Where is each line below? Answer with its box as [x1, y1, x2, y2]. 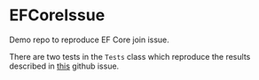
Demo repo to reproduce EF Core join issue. [9, 34, 170, 45]
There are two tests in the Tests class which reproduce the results [9, 51, 251, 62]
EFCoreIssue [9, 5, 106, 25]
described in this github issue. [9, 61, 120, 71]
